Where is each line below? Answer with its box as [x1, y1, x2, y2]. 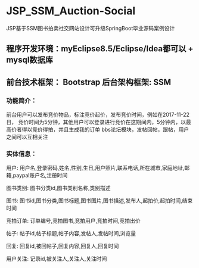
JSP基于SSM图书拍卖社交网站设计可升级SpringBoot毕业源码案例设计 [6, 24, 175, 32]
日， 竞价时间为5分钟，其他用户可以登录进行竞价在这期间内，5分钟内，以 [6, 119, 186, 126]
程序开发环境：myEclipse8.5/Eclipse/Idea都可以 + [6, 43, 194, 54]
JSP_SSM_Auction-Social [6, 4, 136, 18]
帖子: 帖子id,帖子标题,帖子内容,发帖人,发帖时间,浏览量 [6, 230, 136, 237]
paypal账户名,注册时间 [13, 172, 68, 179]
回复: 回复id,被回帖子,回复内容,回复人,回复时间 [6, 242, 119, 250]
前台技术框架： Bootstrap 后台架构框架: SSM [6, 77, 172, 87]
